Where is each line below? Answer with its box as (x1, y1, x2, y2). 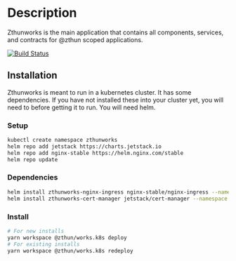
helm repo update (7, 156, 58, 163)
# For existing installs (7, 241, 80, 248)
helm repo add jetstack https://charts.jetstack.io (7, 142, 162, 150)
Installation (7, 69, 58, 81)
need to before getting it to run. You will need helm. (7, 103, 156, 112)
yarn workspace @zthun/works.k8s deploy (7, 234, 128, 241)
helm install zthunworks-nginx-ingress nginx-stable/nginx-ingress (7, 188, 209, 196)
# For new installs (7, 227, 65, 234)
